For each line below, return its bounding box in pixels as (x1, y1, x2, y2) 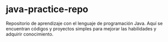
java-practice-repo (6, 4, 89, 15)
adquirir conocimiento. (6, 31, 54, 37)
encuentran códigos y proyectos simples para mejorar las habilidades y (6, 25, 157, 31)
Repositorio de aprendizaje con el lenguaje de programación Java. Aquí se (6, 20, 163, 26)
